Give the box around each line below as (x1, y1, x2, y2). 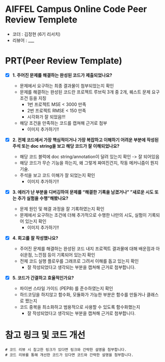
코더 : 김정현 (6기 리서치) (12, 31, 61, 37)
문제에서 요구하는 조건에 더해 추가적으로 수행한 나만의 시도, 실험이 (19, 212, 147, 218)
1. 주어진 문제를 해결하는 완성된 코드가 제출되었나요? (12, 72, 112, 78)
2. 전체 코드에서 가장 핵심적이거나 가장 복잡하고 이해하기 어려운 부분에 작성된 (12, 137, 159, 143)
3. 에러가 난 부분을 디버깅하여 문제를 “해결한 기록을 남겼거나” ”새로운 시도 (12, 189, 154, 195)
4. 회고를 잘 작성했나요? (12, 235, 58, 241)
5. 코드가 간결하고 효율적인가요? (12, 275, 74, 281)
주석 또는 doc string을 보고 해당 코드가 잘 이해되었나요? (12, 143, 120, 149)
